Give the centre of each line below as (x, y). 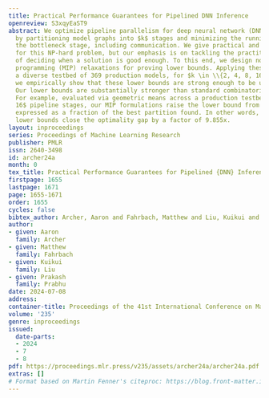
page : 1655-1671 (35, 195)
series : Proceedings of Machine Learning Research (94, 135)
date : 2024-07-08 (37, 292)
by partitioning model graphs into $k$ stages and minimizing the (128, 38)
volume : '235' (32, 314)
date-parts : (36, 337)
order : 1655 (28, 202)
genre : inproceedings (44, 322)
